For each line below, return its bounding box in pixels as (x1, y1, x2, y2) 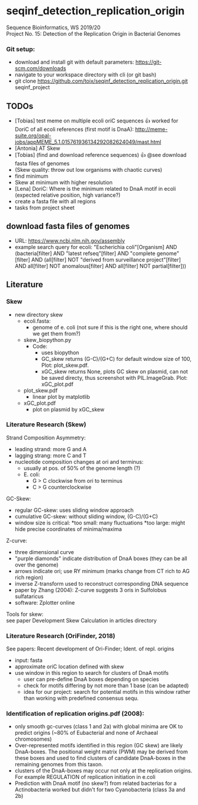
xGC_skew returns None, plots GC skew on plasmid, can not (41, 367, 189, 375)
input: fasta (14, 657, 43, 664)
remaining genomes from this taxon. (14, 761, 104, 768)
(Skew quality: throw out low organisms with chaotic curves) (14, 166, 162, 174)
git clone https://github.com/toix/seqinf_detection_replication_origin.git (14, 77, 188, 84)
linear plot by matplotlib (32, 393, 90, 400)
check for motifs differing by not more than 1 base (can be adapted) (23, 682, 189, 689)
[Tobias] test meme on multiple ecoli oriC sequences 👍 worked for (14, 117, 179, 124)
